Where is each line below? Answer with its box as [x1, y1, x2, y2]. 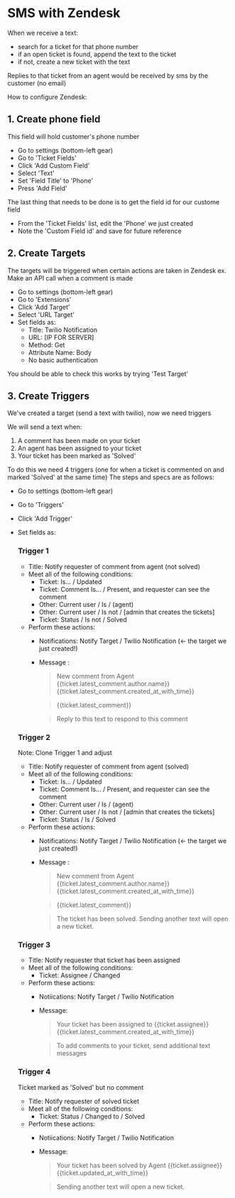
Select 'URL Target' [17, 310, 75, 318]
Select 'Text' [17, 169, 55, 177]
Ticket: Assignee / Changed [38, 971, 121, 980]
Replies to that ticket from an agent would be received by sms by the [7, 71, 208, 80]
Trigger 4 [17, 1067, 51, 1077]
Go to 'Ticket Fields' [17, 153, 77, 162]
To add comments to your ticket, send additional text [56, 1041, 211, 1050]
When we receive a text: [7, 28, 78, 37]
